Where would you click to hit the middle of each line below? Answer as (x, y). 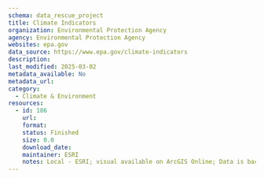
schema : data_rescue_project (56, 15)
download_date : (47, 147)
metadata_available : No (47, 74)
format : (35, 125)
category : (24, 89)
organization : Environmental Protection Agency (88, 30)
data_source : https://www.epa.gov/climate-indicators (98, 52)
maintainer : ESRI (51, 154)
